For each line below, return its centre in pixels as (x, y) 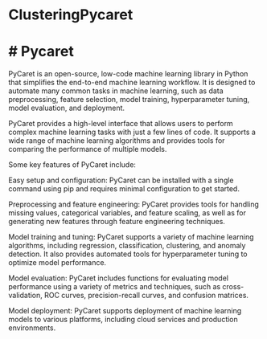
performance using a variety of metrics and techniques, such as (115, 287)
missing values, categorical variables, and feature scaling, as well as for (127, 213)
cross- (233, 287)
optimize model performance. (58, 263)
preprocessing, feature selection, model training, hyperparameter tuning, (129, 100)
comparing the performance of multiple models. (88, 149)
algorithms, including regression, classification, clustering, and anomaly (127, 246)
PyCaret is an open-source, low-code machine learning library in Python (128, 74)
